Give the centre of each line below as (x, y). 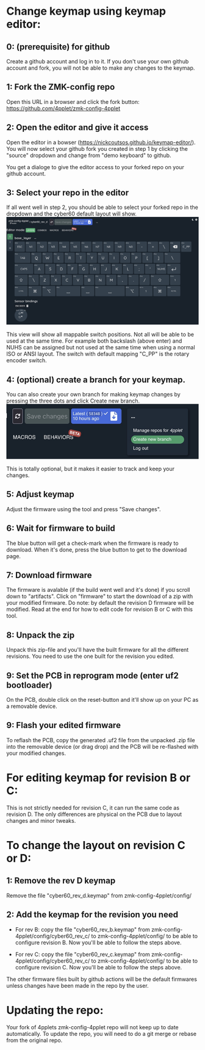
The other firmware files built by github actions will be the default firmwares (102, 979)
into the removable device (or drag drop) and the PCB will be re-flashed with (102, 746)
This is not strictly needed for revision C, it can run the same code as (93, 808)
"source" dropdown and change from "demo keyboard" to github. (89, 155)
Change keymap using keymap (86, 11)
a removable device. (32, 706)
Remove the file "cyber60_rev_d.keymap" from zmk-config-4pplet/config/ (99, 895)
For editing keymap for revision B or (99, 778)
